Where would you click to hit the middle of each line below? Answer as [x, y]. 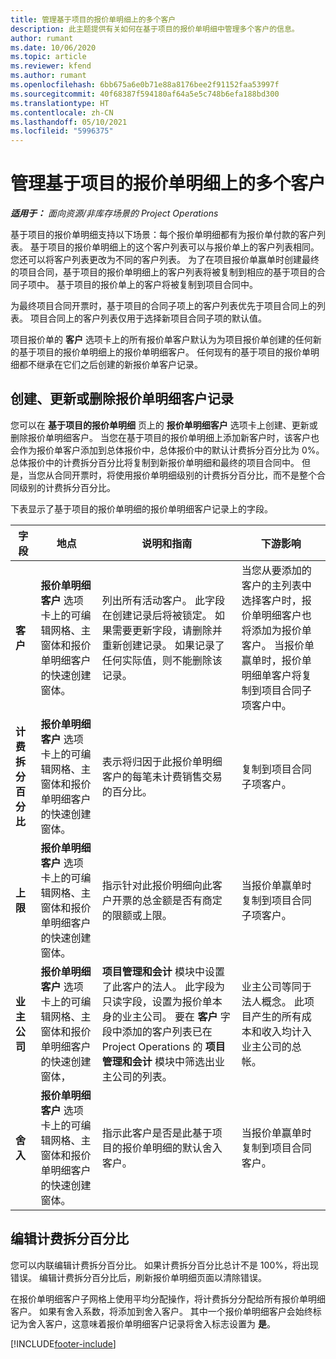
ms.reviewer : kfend [51, 66]
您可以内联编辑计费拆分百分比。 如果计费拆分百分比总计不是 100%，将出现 [164, 1265]
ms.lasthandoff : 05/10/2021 [69, 122]
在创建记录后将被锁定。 [157, 615]
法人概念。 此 [273, 1001]
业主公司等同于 [276, 986]
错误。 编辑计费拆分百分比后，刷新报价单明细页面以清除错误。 [138, 1277]
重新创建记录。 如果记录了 [163, 645]
